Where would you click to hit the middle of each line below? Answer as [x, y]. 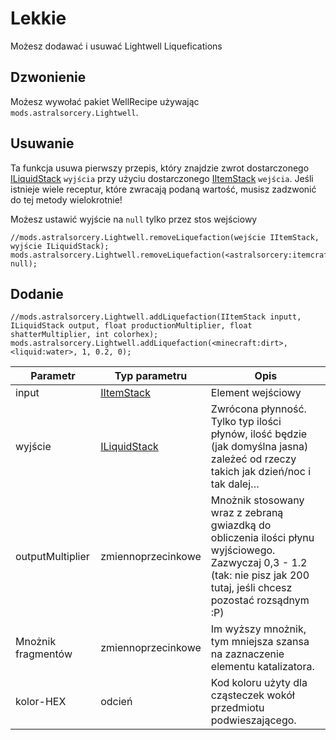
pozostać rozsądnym [260, 600]
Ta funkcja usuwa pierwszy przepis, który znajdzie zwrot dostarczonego [160, 168]
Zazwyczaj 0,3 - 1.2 [259, 563]
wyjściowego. [243, 550]
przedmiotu [237, 708]
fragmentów [44, 654]
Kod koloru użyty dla [259, 683]
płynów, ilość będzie [259, 434]
